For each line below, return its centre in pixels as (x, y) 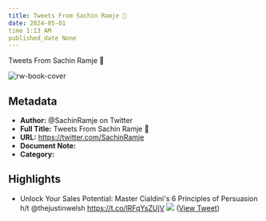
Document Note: (48, 146)
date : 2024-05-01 (37, 23)
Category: (37, 154)
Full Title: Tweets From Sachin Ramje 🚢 (84, 129)
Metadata (33, 101)
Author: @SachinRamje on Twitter (76, 120)
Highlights (35, 179)
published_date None (43, 38)
